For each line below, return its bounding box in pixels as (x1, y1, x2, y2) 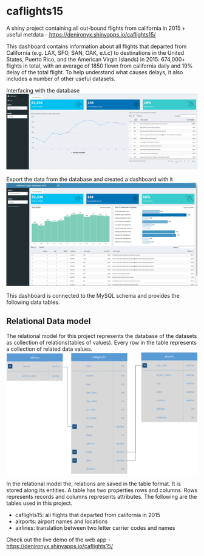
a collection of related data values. (6, 345, 93, 353)
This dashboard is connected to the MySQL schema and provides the (6, 292, 180, 299)
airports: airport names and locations (15, 518, 108, 525)
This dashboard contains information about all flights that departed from (6, 43, 187, 50)
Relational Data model (6, 316, 91, 326)
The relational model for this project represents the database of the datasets (6, 332, 197, 339)
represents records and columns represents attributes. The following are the (6, 493, 197, 501)
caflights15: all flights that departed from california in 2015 (15, 512, 161, 519)
